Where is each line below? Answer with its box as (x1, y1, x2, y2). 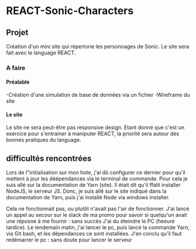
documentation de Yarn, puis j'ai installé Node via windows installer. (6, 194, 170, 201)
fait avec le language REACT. (6, 49, 76, 56)
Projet (6, 28, 29, 37)
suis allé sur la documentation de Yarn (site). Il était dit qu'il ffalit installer (6, 182, 181, 189)
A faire (6, 63, 26, 71)
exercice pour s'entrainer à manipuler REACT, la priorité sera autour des (6, 130, 180, 137)
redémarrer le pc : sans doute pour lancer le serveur (6, 236, 132, 244)
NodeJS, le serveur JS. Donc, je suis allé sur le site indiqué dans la (6, 187, 167, 195)
